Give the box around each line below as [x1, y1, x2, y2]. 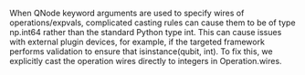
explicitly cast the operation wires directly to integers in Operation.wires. [9, 56, 282, 66]
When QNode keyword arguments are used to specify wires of [9, 8, 245, 18]
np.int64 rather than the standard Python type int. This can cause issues [9, 27, 282, 37]
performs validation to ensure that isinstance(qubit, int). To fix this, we [9, 46, 273, 57]
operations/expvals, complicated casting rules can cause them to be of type [9, 17, 296, 28]
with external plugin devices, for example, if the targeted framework [9, 36, 265, 47]
